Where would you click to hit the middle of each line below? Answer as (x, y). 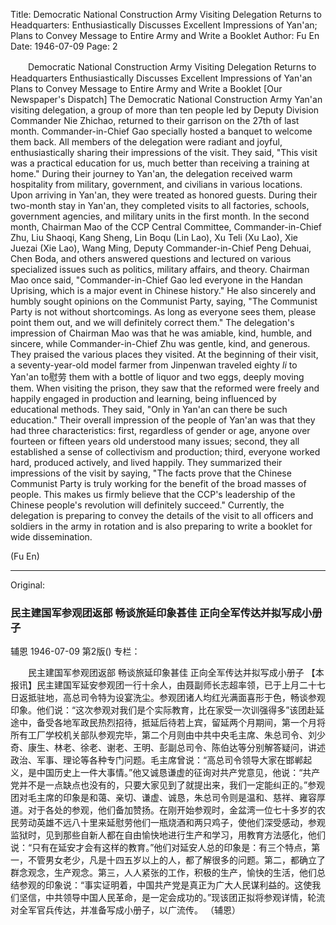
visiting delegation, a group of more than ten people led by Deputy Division (165, 110)
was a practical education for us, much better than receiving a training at (160, 163)
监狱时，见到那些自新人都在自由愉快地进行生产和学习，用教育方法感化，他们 (168, 835)
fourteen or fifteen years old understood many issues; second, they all (155, 441)
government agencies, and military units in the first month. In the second (160, 216)
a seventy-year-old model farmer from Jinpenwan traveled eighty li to (154, 365)
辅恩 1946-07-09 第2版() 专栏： (75, 651)
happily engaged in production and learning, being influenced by (143, 398)
